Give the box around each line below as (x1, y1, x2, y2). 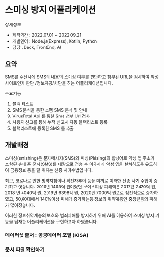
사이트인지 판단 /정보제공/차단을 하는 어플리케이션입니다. (5, 80, 113, 86)
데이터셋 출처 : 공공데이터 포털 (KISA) (5, 232, 89, 239)
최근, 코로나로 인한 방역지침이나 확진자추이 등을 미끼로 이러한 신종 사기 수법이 (5, 177, 153, 184)
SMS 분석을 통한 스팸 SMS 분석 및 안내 (12, 107, 87, 113)
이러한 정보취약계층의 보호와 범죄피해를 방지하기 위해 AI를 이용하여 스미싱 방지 (5, 212, 154, 218)
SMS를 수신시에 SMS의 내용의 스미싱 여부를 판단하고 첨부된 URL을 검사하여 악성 (5, 74, 159, 80)
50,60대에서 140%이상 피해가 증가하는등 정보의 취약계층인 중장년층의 (15, 196, 148, 202)
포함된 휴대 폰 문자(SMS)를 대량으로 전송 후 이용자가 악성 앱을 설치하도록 (5, 161, 144, 167)
